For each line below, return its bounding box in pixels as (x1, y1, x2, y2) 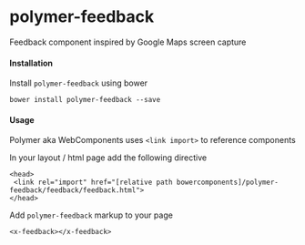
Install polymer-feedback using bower (9, 77, 148, 88)
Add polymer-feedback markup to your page (9, 209, 173, 220)
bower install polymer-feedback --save (9, 96, 161, 105)
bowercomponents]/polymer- (176, 178, 280, 188)
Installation (9, 57, 53, 68)
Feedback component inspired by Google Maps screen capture (9, 36, 247, 47)
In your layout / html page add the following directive (9, 152, 208, 163)
